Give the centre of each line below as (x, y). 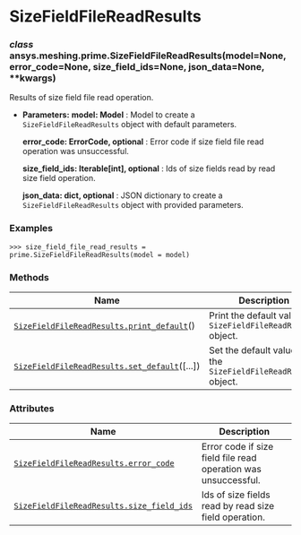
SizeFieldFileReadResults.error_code (94, 464)
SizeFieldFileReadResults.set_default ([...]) (107, 367)
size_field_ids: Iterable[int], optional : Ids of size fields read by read (149, 168)
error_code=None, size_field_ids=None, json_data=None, (137, 67)
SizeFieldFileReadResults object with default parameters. (129, 125)
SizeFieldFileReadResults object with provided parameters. (133, 205)
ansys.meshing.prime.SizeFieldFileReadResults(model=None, (148, 56)
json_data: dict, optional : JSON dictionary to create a (122, 195)
